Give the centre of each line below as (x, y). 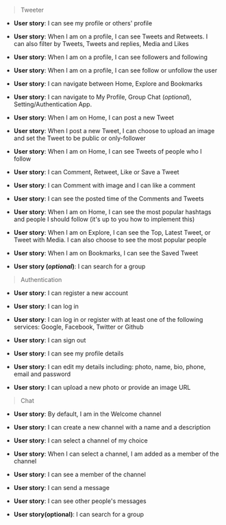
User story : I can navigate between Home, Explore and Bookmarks (108, 84)
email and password (42, 374)
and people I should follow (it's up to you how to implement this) (104, 219)
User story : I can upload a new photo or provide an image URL (102, 387)
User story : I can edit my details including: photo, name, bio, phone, (110, 367)
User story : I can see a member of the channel (79, 474)
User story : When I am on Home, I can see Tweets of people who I (108, 151)
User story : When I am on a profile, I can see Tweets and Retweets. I (111, 36)
